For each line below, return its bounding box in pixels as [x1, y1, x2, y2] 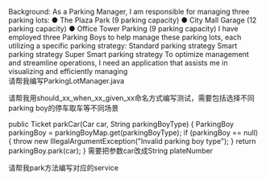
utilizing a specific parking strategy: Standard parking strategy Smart [8, 41, 238, 51]
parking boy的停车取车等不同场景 [8, 104, 119, 112]
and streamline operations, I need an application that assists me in [8, 58, 228, 67]
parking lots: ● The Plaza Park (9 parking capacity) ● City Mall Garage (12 [8, 15, 257, 25]
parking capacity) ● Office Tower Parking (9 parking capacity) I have [8, 24, 239, 33]
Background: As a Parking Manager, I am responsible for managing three [8, 7, 250, 16]
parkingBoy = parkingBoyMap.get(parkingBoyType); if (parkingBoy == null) [8, 128, 259, 137]
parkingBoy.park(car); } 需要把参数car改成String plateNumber [8, 146, 214, 155]
